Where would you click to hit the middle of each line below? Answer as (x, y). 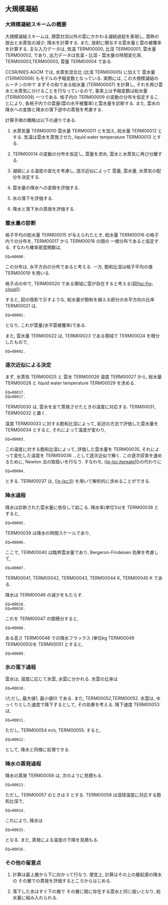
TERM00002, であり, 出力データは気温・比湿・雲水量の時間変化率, (74, 55)
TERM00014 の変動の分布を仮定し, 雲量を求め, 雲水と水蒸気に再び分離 (85, 153)
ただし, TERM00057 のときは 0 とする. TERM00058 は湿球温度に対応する (81, 795)
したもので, (17, 342)
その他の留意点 (23, 863)
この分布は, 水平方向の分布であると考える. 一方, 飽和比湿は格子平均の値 (79, 266)
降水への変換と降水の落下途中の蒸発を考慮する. (54, 109)
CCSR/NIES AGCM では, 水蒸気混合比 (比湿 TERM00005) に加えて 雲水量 (80, 72)
